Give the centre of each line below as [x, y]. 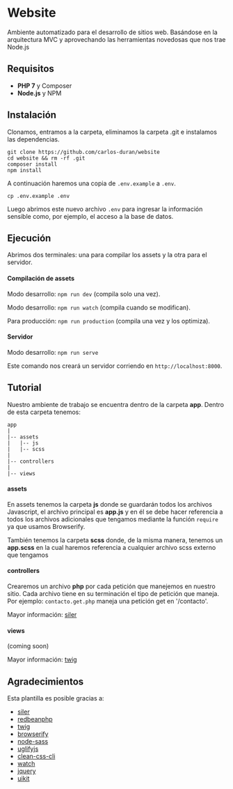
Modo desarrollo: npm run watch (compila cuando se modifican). [99, 307]
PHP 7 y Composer [45, 86]
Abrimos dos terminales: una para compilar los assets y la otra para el [107, 255]
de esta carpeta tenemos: [44, 412]
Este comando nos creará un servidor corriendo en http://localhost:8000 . [115, 366]
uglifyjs [28, 749]
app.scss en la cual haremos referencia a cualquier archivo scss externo [112, 547]
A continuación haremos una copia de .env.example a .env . [91, 183]
